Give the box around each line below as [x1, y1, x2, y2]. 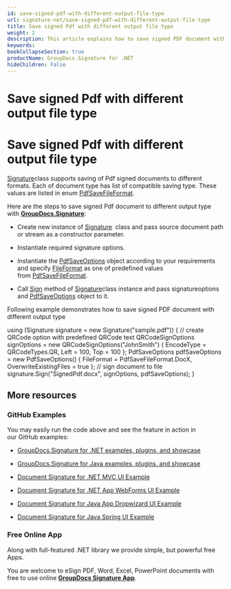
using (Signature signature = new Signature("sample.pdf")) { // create [7, 326, 204, 334]
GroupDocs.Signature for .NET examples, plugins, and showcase [16, 446, 201, 454]
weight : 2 [7, 29, 36, 36]
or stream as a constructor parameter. [16, 230, 125, 238]
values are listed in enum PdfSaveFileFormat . [7, 188, 135, 197]
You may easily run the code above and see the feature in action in [7, 425, 196, 434]
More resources [7, 390, 77, 401]
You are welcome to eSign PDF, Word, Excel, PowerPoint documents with [7, 566, 214, 575]
